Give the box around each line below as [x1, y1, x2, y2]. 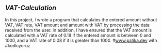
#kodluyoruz [5, 42, 31, 48]
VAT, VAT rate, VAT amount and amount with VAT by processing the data [5, 22, 150, 28]
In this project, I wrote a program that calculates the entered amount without [5, 17, 157, 22]
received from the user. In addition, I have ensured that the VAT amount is [5, 27, 152, 33]
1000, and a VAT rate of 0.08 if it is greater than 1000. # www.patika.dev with [5, 37, 157, 43]
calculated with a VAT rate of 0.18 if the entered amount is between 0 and [5, 32, 151, 38]
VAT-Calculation [5, 4, 57, 12]
